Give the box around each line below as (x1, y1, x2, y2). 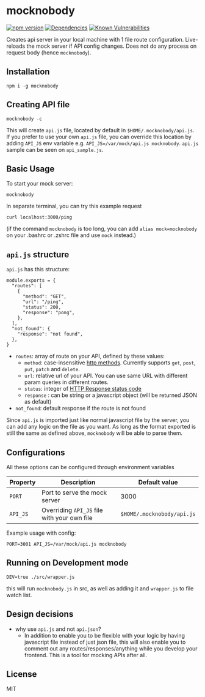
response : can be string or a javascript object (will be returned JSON (24, 391, 197, 399)
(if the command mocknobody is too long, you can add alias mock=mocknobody (6, 225, 197, 233)
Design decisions (6, 609, 74, 619)
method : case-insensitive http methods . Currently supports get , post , (24, 359, 196, 366)
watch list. (6, 591, 32, 598)
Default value (138, 478, 178, 486)
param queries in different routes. (24, 379, 109, 386)
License (6, 669, 37, 680)
